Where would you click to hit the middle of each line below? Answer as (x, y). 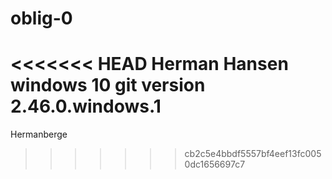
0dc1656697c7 (215, 164)
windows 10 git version (108, 85)
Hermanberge (39, 134)
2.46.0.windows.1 (86, 106)
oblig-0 (41, 18)
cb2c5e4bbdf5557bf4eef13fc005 (253, 154)
